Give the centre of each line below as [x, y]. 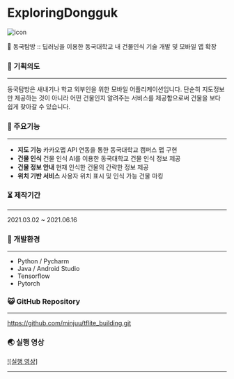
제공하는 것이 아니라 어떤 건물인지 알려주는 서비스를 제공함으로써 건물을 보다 [118, 98]
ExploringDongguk [63, 13]
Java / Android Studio [48, 269]
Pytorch [29, 284]
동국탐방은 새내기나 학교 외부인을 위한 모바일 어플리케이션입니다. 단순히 [104, 89]
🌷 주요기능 [24, 127]
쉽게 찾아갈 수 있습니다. [39, 107]
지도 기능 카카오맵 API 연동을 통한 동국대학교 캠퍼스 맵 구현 [97, 149]
